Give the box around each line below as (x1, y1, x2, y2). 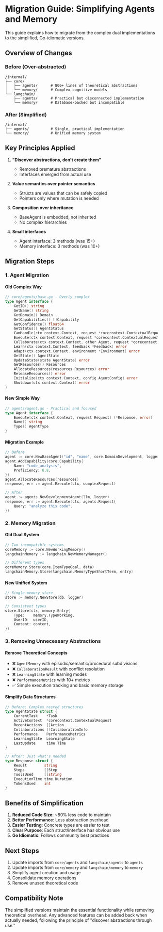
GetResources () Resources (14, 362, 66, 367)
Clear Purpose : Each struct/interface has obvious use (12, 827, 120, 833)
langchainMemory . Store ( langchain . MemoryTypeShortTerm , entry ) (5, 569, 133, 574)
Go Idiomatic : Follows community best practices (12, 833, 109, 838)
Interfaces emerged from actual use (19, 171, 91, 177)
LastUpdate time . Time (14, 741, 66, 746)
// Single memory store (5, 590, 53, 595)
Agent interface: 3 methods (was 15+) (19, 238, 95, 244)
